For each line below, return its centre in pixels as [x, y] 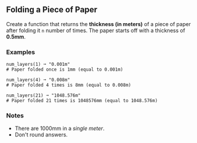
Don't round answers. [41, 135]
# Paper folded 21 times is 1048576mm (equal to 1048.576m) [82, 101]
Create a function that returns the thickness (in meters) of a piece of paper [99, 24]
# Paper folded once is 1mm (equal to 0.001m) [65, 70]
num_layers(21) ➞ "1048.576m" [44, 96]
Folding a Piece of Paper [52, 10]
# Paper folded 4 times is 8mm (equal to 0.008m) [69, 85]
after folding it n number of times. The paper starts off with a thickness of [96, 30]
